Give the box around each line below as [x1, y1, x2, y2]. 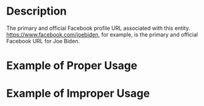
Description [6, 4, 67, 18]
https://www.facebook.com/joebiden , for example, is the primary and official [6, 30, 198, 38]
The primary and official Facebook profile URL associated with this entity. [6, 24, 191, 32]
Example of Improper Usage [6, 87, 150, 101]
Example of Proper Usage [6, 59, 138, 72]
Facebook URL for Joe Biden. [6, 37, 80, 44]
